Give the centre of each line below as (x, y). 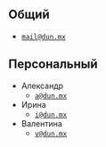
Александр (42, 86)
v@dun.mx (51, 134)
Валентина (42, 123)
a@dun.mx (51, 96)
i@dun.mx (51, 115)
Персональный (53, 65)
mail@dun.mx (43, 37)
